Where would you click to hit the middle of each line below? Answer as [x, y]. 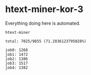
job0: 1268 [17, 50]
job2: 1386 [17, 59]
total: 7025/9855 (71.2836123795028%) [46, 41]
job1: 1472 [17, 54]
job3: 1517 [17, 63]
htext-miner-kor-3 [44, 9]
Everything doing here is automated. [43, 23]
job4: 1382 [17, 67]
